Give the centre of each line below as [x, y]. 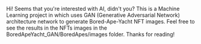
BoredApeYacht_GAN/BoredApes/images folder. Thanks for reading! [91, 34]
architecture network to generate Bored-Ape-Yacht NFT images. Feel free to [101, 21]
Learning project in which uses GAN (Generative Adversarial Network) [93, 15]
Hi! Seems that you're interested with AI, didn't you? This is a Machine [93, 9]
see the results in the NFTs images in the [57, 28]
